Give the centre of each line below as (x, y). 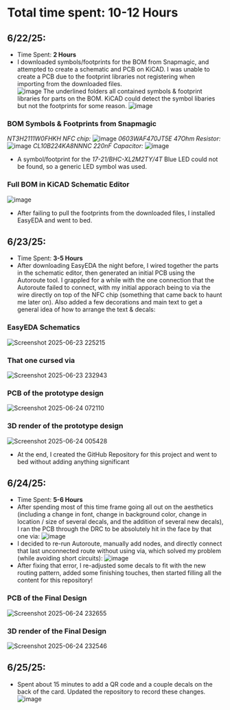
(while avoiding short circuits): (60, 558)
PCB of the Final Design (47, 598)
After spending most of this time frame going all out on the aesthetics (115, 507)
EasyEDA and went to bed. (55, 220)
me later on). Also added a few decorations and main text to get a (110, 302)
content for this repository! (55, 581)
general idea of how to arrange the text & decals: (86, 310)
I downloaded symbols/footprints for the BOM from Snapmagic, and (113, 62)
